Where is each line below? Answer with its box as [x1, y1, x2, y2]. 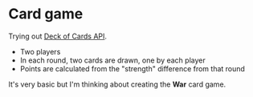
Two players [19, 46, 61, 56]
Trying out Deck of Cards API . [8, 31, 107, 41]
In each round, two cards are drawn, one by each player [19, 55, 206, 65]
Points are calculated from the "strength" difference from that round [19, 63, 245, 73]
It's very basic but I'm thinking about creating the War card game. [8, 79, 226, 89]
